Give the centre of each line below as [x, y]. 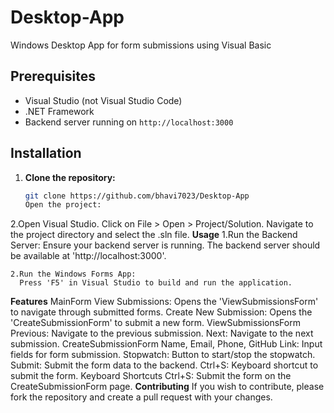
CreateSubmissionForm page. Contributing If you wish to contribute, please [167, 387]
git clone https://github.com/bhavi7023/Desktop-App [137, 196]
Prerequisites [53, 76]
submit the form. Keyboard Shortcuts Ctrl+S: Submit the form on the [151, 376]
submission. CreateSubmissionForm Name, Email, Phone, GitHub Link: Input [166, 344]
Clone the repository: [70, 177]
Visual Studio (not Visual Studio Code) [103, 100]
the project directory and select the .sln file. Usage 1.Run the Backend [154, 235]
